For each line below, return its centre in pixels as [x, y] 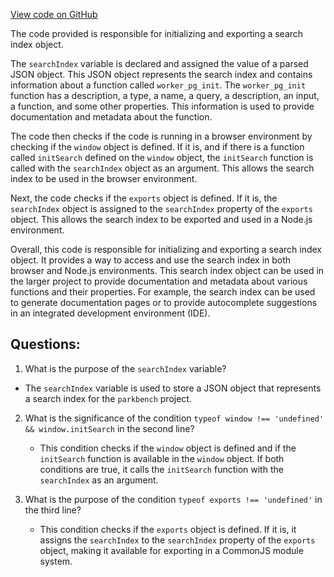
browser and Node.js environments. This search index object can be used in [167, 270]
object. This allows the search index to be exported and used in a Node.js [161, 219]
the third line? [53, 510]
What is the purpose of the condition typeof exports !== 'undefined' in [173, 499]
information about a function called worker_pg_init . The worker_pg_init [158, 85]
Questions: [45, 344]
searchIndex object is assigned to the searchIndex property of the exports [161, 208]
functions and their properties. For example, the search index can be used [163, 292]
